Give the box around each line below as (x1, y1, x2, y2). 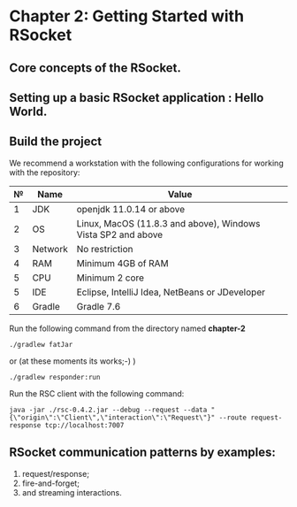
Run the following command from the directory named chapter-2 (9, 323, 246, 334)
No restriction (76, 242, 134, 255)
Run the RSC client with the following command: (9, 388, 185, 399)
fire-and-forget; (21, 478, 80, 488)
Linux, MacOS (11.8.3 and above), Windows (76, 217, 261, 229)
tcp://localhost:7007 (44, 420, 125, 430)
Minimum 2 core (76, 272, 144, 284)
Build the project (9, 134, 103, 150)
